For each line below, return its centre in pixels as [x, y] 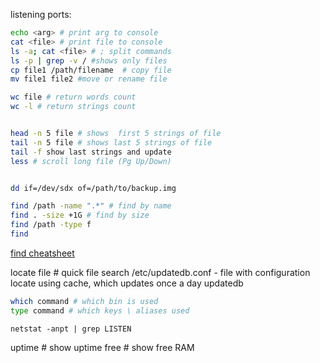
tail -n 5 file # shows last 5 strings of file [111, 142]
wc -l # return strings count [73, 107]
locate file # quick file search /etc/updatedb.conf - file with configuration [160, 272]
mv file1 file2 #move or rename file [89, 79]
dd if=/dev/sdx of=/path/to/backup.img [93, 188]
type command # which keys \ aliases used [100, 310]
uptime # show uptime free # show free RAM [102, 347]
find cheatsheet [42, 253]
